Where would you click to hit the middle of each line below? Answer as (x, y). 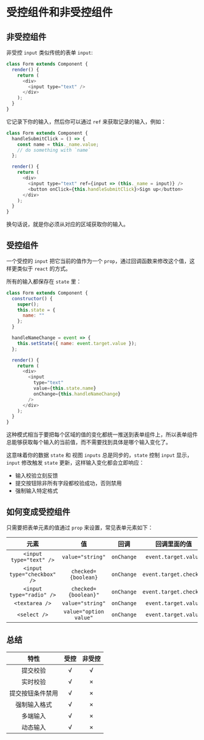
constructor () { (32, 298)
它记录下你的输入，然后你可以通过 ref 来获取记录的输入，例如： (87, 122)
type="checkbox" (33, 574)
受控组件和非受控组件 (60, 12)
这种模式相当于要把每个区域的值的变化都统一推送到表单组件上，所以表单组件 (102, 434)
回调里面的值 (174, 544)
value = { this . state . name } (65, 389)
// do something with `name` (54, 150)
